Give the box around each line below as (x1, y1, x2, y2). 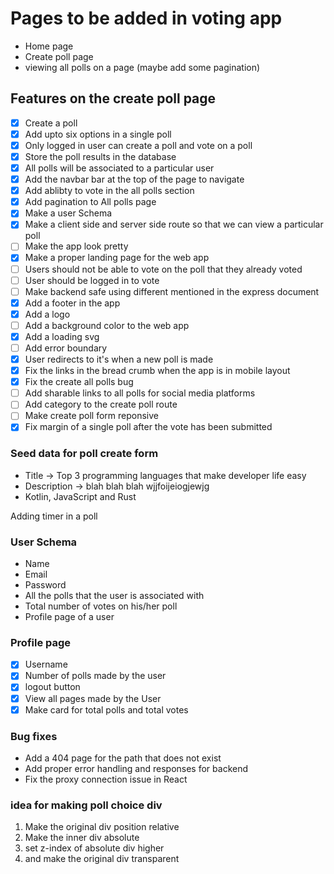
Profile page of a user (24, 611, 115, 623)
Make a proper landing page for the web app (24, 252, 210, 264)
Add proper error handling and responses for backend (24, 762, 249, 774)
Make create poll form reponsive (24, 410, 160, 422)
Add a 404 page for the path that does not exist (24, 752, 222, 764)
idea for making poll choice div (10, 798, 163, 812)
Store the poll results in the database (24, 150, 177, 162)
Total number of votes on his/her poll (24, 600, 178, 612)
